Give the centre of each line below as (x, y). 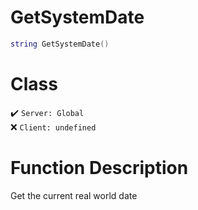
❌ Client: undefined (53, 127)
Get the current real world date (74, 195)
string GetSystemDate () (60, 44)
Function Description (99, 167)
